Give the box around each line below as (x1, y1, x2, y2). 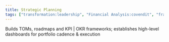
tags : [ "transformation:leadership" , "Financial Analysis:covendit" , (5, 12, 154, 17)
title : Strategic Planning (5, 7, 62, 12)
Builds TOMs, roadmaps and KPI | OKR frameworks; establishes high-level (5, 25, 159, 31)
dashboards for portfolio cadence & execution (5, 31, 101, 37)
